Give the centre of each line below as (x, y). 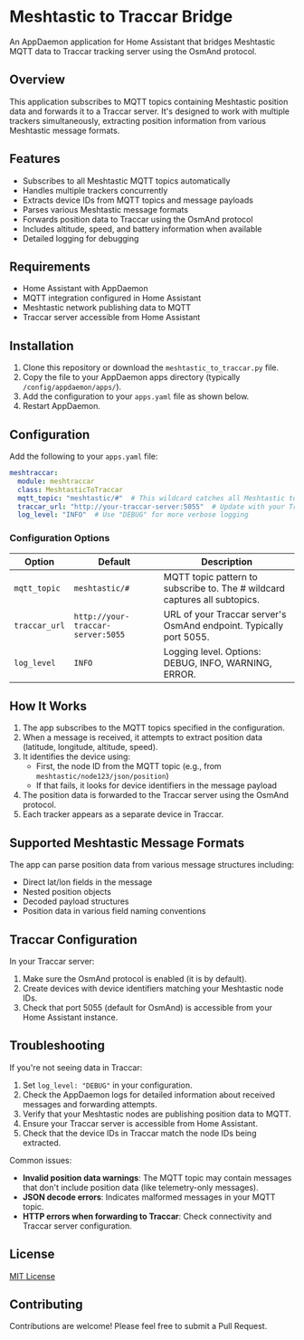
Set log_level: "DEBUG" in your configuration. (107, 1085)
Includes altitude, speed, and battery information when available (142, 229)
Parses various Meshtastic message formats (105, 209)
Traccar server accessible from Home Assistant (111, 318)
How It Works (48, 706)
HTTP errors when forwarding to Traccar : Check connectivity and (147, 1216)
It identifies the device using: (76, 756)
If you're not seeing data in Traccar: (76, 1067)
